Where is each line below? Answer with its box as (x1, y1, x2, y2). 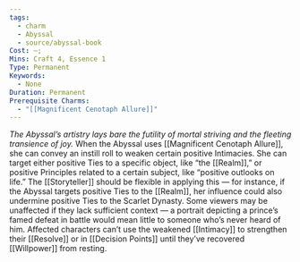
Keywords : (9, 72, 47, 80)
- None (17, 80, 42, 89)
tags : (9, 13, 30, 22)
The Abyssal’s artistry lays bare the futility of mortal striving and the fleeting (9, 129, 292, 139)
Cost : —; (9, 46, 42, 55)
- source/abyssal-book (17, 38, 102, 47)
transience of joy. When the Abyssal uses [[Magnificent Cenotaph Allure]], (9, 139, 284, 149)
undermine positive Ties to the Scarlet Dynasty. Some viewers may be (9, 196, 269, 207)
